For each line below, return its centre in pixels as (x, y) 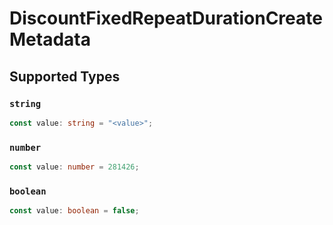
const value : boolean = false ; (74, 211)
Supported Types (65, 76)
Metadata (50, 39)
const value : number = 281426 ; (74, 167)
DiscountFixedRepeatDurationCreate (166, 18)
